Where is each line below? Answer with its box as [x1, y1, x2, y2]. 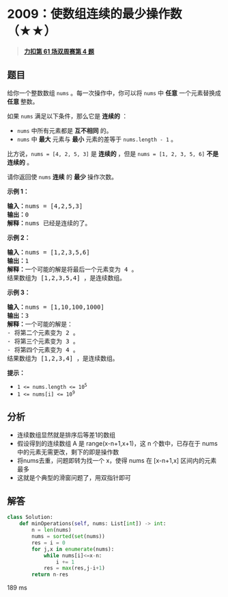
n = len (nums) [31, 526, 72, 534]
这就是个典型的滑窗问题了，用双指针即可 [16, 473, 131, 481]
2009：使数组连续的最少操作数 [7, 6, 182, 22]
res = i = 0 [31, 539, 66, 546]
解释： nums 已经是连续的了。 [7, 219, 91, 227]
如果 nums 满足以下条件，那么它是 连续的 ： [7, 112, 128, 120]
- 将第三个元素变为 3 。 [7, 337, 80, 345]
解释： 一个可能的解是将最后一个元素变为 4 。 [7, 265, 138, 273]
